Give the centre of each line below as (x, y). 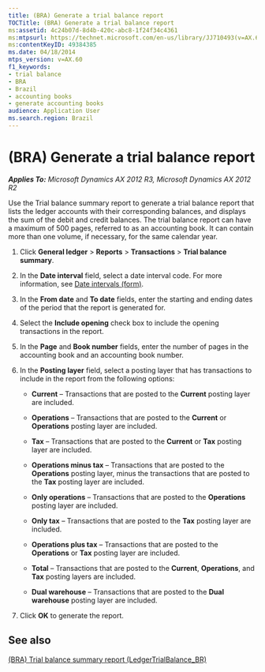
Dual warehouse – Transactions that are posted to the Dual (128, 591)
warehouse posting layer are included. (94, 600)
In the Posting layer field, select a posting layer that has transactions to (136, 370)
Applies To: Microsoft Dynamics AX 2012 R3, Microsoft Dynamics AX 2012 (130, 179)
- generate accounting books (56, 103)
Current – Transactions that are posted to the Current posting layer (141, 394)
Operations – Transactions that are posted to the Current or (129, 417)
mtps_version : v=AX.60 (45, 60)
